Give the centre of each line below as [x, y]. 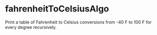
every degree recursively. [31, 27]
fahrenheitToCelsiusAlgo [57, 9]
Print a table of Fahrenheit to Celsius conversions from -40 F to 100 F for [78, 22]
